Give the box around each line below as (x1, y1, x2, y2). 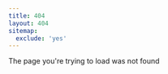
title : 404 (8, 11, 45, 20)
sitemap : (8, 27, 38, 35)
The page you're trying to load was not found (8, 56, 160, 66)
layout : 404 (8, 19, 49, 27)
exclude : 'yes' (15, 34, 67, 43)
